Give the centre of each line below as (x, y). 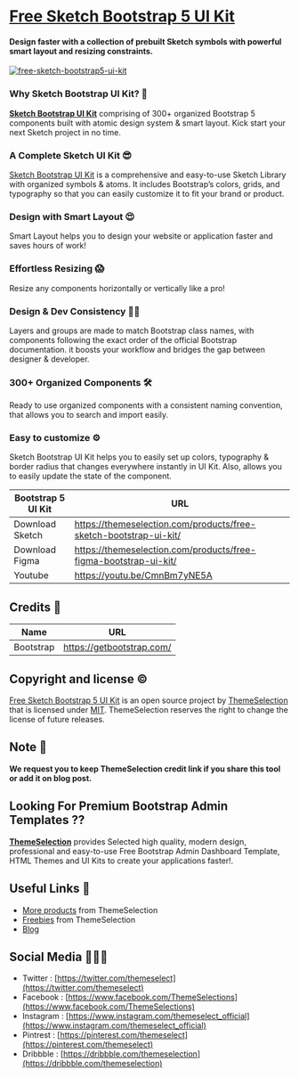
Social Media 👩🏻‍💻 (59, 956)
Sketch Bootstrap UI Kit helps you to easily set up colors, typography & (139, 457)
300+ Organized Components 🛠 (81, 382)
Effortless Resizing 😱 (57, 269)
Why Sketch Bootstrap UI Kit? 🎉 (79, 94)
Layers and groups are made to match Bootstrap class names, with (132, 330)
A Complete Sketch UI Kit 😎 (70, 155)
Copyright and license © (79, 679)
